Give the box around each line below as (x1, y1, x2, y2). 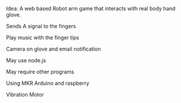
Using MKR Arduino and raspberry (6, 79, 89, 87)
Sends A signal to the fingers (6, 23, 76, 29)
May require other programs (6, 68, 75, 75)
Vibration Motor (6, 91, 44, 98)
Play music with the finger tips (6, 34, 79, 41)
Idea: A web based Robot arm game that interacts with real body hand (6, 5, 176, 12)
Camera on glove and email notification (6, 45, 101, 52)
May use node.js (6, 57, 46, 64)
